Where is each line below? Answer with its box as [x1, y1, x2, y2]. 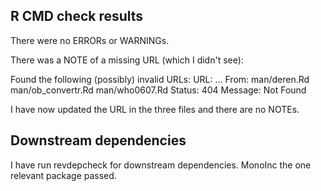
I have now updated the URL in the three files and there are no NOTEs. [10, 103, 300, 115]
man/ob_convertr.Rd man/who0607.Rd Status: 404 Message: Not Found [10, 84, 307, 96]
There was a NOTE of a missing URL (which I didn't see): [10, 54, 244, 66]
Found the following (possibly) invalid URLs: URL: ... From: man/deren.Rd [10, 73, 310, 85]
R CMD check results [10, 8, 144, 25]
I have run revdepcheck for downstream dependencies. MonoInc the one [10, 159, 312, 171]
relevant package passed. [10, 169, 117, 181]
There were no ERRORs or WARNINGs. [10, 34, 170, 46]
